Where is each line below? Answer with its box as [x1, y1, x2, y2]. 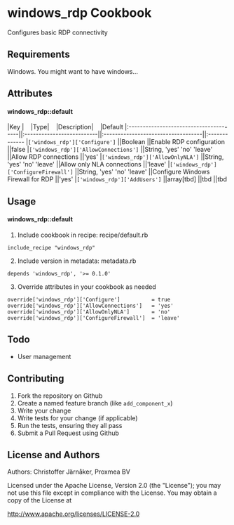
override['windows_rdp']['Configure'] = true [7, 296, 171, 303]
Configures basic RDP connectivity [7, 28, 109, 37]
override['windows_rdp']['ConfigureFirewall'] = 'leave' [7, 314, 180, 321]
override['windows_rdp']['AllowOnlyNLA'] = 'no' [7, 308, 171, 316]
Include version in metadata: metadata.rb [17, 257, 137, 265]
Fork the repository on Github [17, 391, 103, 400]
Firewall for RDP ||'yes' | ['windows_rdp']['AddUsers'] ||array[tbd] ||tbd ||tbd [7, 175, 228, 183]
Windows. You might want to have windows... [7, 67, 139, 75]
